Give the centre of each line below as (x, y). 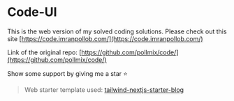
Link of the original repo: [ (44, 52)
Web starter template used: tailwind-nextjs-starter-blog (104, 90)
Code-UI (32, 12)
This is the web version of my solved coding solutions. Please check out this (117, 31)
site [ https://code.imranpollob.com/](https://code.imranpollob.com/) (105, 38)
